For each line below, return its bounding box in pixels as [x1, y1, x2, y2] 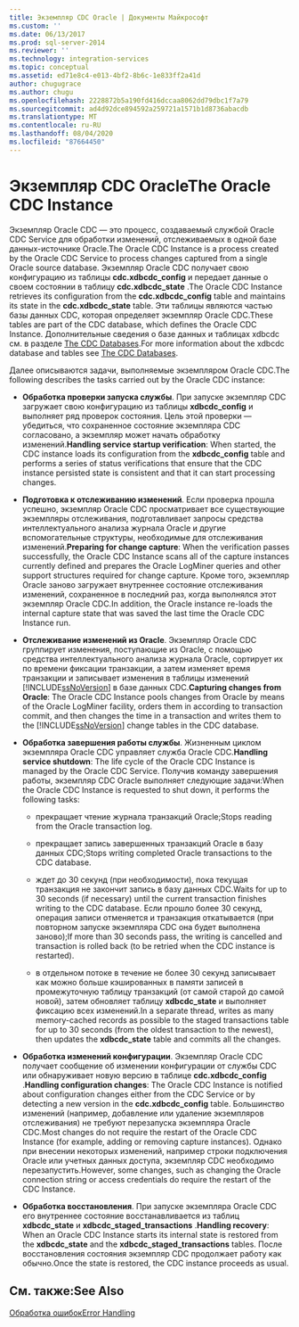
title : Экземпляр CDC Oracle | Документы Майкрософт [9, 12, 209, 22]
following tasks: [21, 794, 80, 804]
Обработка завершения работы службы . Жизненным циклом [21, 737, 262, 747]
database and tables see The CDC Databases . [9, 347, 179, 358]
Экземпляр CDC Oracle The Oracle [9, 176, 271, 196]
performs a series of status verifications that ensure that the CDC [21, 457, 263, 468]
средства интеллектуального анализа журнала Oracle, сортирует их [21, 653, 283, 664]
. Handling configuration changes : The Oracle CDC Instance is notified [21, 1079, 283, 1090]
